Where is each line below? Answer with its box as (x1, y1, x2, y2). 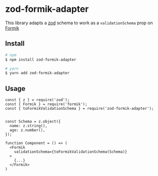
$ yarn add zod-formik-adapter (5, 71, 70, 76)
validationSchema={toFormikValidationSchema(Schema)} (14, 149, 127, 154)
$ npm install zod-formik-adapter (5, 57, 77, 62)
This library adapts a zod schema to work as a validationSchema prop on (5, 20, 153, 26)
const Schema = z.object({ (5, 119, 61, 124)
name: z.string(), (9, 124, 48, 129)
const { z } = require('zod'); (5, 97, 70, 102)
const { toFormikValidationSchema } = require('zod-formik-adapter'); (5, 106, 154, 111)
